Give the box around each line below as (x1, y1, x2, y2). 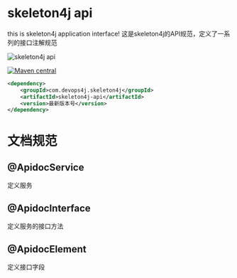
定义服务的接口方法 (7, 222, 64, 230)
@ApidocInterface (7, 202, 91, 214)
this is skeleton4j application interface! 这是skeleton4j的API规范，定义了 (7, 29, 218, 38)
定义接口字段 (7, 262, 45, 271)
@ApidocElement (7, 243, 87, 255)
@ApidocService (7, 161, 84, 173)
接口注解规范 (19, 38, 57, 47)
